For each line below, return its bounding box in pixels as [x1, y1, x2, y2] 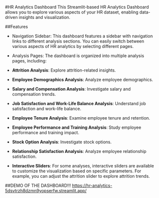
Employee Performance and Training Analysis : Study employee [12, 124, 142, 130]
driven [5, 15, 18, 20]
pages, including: [12, 58, 47, 63]
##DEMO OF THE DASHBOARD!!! [5, 183, 71, 188]
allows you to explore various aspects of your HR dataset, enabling [5, 9, 139, 15]
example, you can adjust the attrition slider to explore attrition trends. [12, 173, 150, 179]
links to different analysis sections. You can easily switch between [12, 38, 144, 44]
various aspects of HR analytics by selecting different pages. [12, 44, 134, 49]
